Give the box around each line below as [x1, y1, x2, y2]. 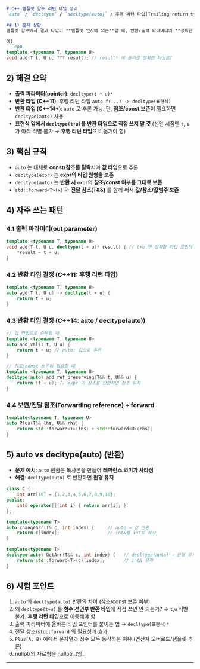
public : [6, 497, 26, 503]
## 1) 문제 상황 [6, 22, 42, 28]
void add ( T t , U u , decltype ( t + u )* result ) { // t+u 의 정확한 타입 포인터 [6, 244, 192, 251]
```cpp [6, 44, 23, 50]
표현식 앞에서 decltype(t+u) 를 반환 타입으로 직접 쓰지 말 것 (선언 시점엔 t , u [14, 120, 189, 127]
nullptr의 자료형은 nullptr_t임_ [14, 650, 85, 658]
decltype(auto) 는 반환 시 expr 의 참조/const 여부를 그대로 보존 [14, 178, 162, 185]
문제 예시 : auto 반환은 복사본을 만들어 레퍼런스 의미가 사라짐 [14, 466, 154, 474]
